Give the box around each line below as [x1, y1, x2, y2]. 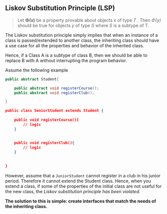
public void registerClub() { [14, 141, 75, 145]
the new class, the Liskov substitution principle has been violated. [5, 188, 141, 194]
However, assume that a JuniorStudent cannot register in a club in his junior [5, 172, 161, 178]
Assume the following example [5, 67, 68, 73]
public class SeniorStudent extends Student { [5, 108, 104, 113]
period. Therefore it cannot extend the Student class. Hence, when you [5, 178, 151, 184]
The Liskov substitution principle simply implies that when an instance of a [5, 32, 158, 38]
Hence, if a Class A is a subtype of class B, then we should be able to [5, 52, 148, 58]
